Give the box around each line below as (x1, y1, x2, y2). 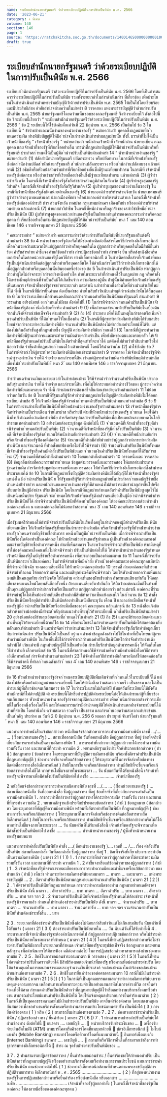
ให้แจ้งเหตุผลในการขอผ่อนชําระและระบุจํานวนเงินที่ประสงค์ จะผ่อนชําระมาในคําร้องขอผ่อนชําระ (6, 964, 158, 970)
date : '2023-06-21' (6, 12, 47, 17)
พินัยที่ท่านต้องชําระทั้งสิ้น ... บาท (6, 910, 59, 916)
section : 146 (6, 26, 33, 31)
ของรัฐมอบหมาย (6, 833, 33, 839)
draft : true (6, 40, 31, 45)
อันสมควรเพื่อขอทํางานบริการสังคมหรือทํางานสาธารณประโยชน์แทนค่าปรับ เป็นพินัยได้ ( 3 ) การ (6, 1003, 160, 1009)
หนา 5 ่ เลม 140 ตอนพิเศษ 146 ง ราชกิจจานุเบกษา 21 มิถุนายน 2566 (7, 718, 124, 724)
